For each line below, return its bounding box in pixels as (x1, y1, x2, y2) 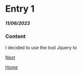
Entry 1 (5, 3, 35, 15)
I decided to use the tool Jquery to (5, 44, 77, 51)
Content (5, 33, 26, 40)
